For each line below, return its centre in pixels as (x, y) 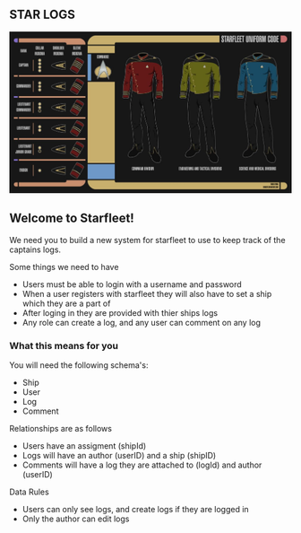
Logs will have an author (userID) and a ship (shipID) (119, 456)
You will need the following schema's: (79, 365)
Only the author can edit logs (76, 519)
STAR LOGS (43, 15)
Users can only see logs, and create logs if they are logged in (135, 510)
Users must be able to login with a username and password (132, 284)
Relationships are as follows (60, 429)
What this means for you (64, 345)
